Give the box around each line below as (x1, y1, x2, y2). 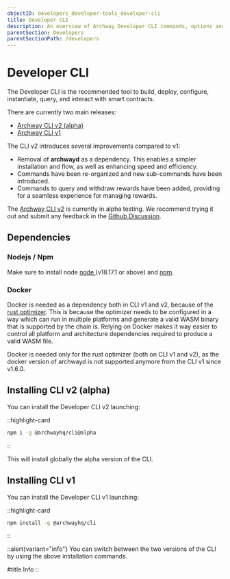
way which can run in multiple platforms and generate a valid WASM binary (7, 316, 219, 324)
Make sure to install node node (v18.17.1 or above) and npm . (7, 268, 175, 276)
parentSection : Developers (7, 29, 84, 36)
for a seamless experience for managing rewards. (16, 192, 157, 200)
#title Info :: (7, 565, 40, 574)
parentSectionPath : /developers (7, 36, 99, 42)
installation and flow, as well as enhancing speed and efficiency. (16, 162, 199, 171)
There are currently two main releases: (7, 108, 116, 116)
